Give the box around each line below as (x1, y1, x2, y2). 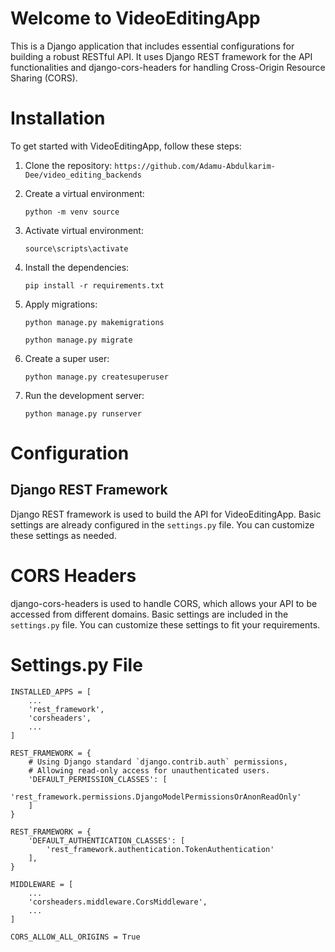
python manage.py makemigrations (24, 317, 165, 327)
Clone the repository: (24, 159, 113, 171)
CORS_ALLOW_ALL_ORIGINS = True (10, 932, 141, 942)
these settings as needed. (10, 529, 117, 541)
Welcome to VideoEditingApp (10, 7, 261, 30)
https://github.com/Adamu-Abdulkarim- (114, 161, 276, 171)
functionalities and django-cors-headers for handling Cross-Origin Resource (10, 61, 326, 73)
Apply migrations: (24, 298, 98, 310)
